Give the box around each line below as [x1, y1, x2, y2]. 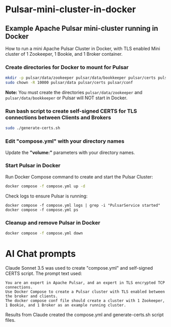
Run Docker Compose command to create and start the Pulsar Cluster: [5, 173, 153, 180]
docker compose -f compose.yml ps [5, 207, 79, 212]
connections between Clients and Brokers [5, 114, 111, 121]
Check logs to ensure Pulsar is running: [5, 193, 88, 199]
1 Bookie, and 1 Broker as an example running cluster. [5, 302, 126, 308]
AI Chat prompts [5, 248, 76, 259]
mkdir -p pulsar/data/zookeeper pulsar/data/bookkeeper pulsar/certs [5, 75, 156, 80]
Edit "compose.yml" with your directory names [5, 138, 125, 145]
